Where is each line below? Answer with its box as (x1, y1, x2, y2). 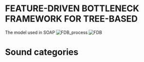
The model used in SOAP (5, 29, 55, 35)
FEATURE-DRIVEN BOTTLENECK (5, 3, 140, 14)
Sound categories (5, 47, 79, 58)
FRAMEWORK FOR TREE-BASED (5, 13, 138, 24)
